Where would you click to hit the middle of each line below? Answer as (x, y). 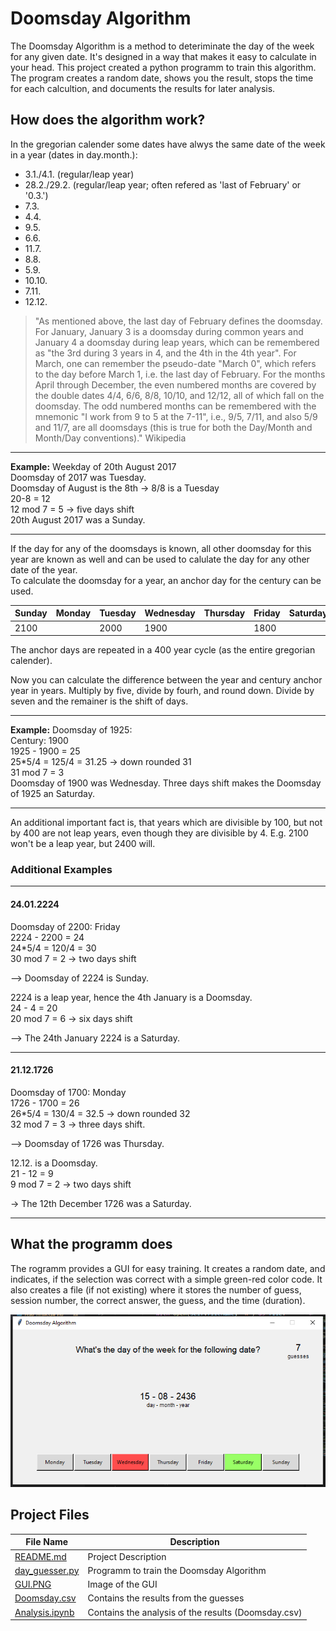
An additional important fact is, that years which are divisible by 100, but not (166, 822)
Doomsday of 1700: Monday (68, 1092)
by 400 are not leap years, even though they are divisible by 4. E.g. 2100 (159, 833)
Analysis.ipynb (44, 1612)
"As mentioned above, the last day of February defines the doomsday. (178, 321)
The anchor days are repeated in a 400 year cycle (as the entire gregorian (163, 650)
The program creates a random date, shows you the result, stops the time (162, 78)
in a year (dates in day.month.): (74, 154)
